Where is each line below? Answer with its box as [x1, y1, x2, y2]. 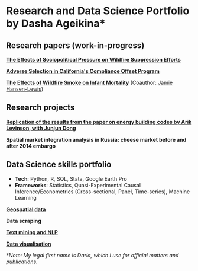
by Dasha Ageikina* [6, 17, 106, 30]
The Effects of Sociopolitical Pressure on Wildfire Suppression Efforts [6, 56, 181, 63]
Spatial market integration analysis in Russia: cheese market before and [6, 136, 187, 143]
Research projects [6, 103, 75, 113]
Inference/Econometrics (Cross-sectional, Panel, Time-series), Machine [14, 188, 190, 195]
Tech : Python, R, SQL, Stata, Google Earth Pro [14, 175, 127, 182]
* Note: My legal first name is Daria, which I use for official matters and [6, 251, 179, 259]
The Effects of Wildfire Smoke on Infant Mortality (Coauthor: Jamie [6, 79, 173, 86]
